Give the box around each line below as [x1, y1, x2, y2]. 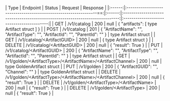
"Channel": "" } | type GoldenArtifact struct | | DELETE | [5, 69, 121, 75]
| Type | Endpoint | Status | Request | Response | [5, 5, 107, 11]
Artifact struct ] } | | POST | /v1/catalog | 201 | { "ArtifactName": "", [5, 26, 143, 32]
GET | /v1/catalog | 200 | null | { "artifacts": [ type [55, 21, 157, 27]
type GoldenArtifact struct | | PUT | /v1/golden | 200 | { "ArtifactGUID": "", [5, 63, 158, 69]
